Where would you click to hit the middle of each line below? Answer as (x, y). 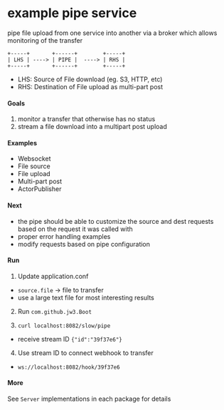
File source (34, 166)
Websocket (34, 159)
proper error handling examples (64, 236)
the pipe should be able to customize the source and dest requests (116, 221)
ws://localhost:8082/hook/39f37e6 (69, 367)
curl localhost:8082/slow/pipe (64, 326)
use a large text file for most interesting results (86, 297)
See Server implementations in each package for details (89, 399)
